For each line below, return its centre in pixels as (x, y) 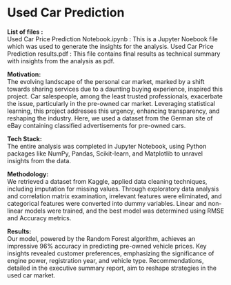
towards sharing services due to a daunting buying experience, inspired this (115, 89)
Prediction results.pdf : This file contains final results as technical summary (114, 54)
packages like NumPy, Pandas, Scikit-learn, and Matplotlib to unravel (105, 154)
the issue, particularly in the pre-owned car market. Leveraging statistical (111, 103)
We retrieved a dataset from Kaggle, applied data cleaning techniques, (107, 181)
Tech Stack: (25, 138)
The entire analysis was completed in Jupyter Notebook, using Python (107, 146)
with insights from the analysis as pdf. (61, 61)
